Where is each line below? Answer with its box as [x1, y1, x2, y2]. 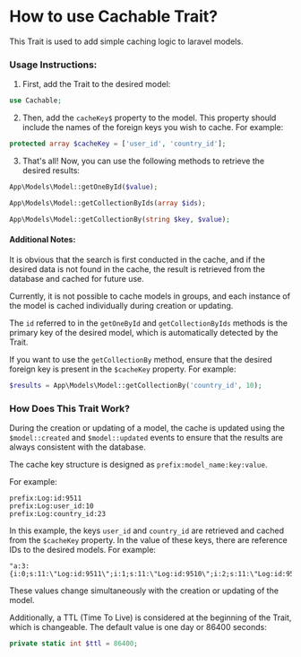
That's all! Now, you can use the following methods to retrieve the [21, 155, 265, 166]
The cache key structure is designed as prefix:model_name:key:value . [9, 459, 268, 469]
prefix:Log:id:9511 [9, 494, 82, 503]
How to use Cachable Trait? [9, 6, 218, 27]
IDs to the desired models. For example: [9, 544, 157, 555]
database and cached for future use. [9, 273, 145, 284]
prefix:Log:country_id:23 [9, 509, 106, 518]
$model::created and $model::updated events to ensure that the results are [9, 432, 284, 442]
